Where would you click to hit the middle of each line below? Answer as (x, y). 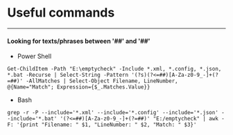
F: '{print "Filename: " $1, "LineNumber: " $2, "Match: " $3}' (102, 125)
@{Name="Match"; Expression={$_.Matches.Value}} (79, 87)
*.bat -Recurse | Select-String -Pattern (68, 75)
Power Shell (34, 56)
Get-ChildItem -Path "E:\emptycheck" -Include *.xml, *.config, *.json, (114, 69)
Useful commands (61, 13)
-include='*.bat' (32, 119)
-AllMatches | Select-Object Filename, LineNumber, (102, 81)
